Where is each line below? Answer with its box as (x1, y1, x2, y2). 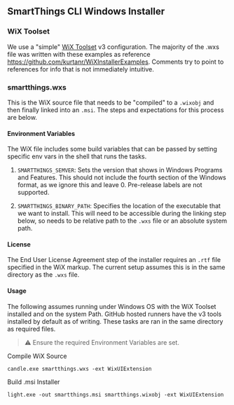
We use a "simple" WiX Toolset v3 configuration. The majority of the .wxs (7, 42, 219, 51)
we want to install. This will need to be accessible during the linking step (17, 210, 226, 218)
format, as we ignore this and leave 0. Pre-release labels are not (17, 181, 202, 189)
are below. (7, 113, 37, 121)
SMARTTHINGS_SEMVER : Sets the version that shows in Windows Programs (17, 166, 223, 174)
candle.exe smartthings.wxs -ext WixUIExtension (7, 365, 152, 372)
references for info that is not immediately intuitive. (7, 64, 154, 73)
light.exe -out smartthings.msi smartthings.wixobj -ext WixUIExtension (7, 391, 224, 398)
